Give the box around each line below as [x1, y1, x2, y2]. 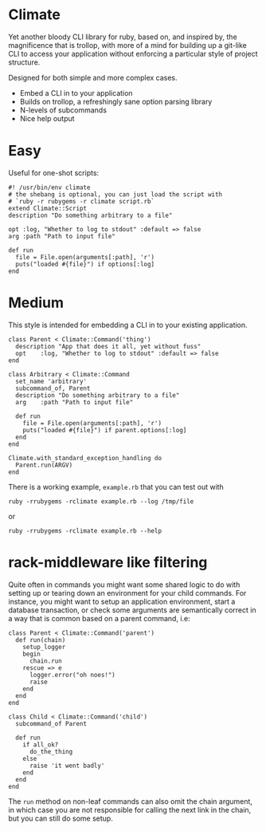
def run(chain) [15, 636, 66, 644]
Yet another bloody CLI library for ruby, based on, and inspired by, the [8, 32, 237, 41]
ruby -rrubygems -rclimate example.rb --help [8, 526, 162, 535]
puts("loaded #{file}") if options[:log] [15, 260, 155, 268]
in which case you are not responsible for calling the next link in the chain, [8, 805, 252, 814]
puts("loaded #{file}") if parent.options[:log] [22, 426, 187, 434]
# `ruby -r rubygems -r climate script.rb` [8, 197, 155, 205]
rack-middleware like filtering [8, 553, 208, 571]
